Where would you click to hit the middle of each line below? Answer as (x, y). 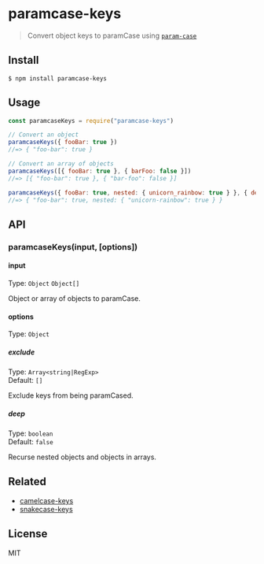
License (28, 534)
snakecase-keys (46, 509)
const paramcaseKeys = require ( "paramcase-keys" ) (91, 121)
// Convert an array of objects (61, 164)
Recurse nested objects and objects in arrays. (82, 457)
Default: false (31, 442)
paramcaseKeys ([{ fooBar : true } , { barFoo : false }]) (100, 171)
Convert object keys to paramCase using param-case (112, 35)
